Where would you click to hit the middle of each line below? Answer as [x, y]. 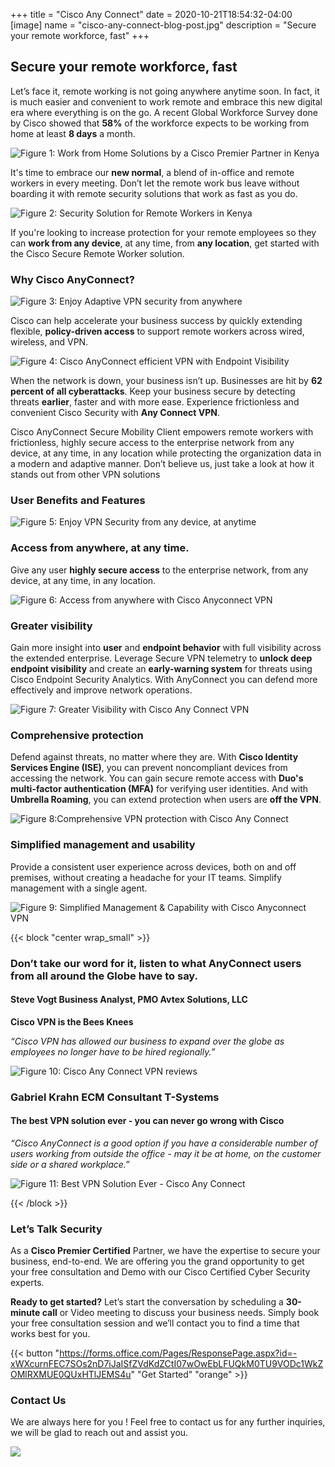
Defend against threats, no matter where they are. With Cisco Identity [154, 757]
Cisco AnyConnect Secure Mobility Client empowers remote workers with [162, 432]
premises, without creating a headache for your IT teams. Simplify [146, 877]
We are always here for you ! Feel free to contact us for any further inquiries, [168, 1422]
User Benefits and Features [78, 501]
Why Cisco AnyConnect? [72, 279]
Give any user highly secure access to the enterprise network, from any [159, 570]
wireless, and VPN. [49, 342]
